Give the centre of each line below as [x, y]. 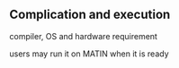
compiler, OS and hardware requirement [83, 36]
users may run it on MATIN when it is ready [89, 54]
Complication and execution [90, 15]
